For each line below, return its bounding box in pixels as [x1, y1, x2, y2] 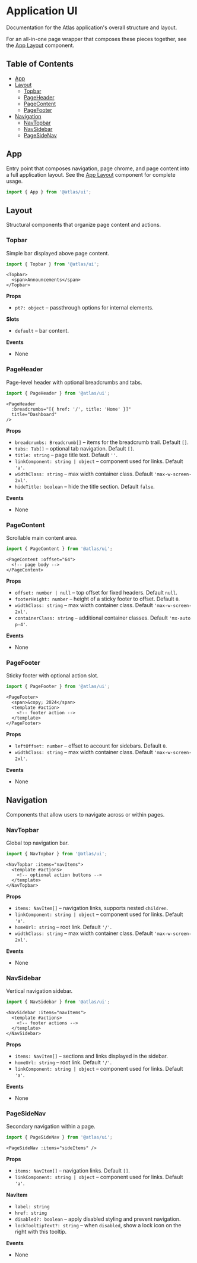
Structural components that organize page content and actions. [6, 221, 161, 229]
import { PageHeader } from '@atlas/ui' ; [6, 390, 110, 396]
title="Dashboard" [11, 411, 58, 417]
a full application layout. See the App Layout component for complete [6, 171, 176, 178]
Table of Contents [6, 59, 74, 69]
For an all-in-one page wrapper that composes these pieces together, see [6, 35, 187, 42]
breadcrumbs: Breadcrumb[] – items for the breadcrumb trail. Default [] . [14, 439, 189, 446]
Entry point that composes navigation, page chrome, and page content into [6, 165, 190, 172]
